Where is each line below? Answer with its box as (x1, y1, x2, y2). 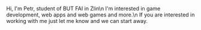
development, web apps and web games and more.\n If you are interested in (6, 11, 195, 18)
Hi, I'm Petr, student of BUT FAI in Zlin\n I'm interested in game (6, 5, 161, 12)
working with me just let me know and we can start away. (6, 18, 148, 24)
